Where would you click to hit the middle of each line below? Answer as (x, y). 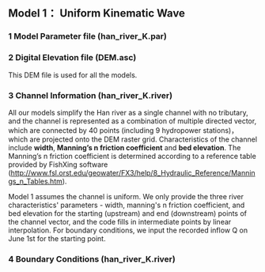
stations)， (221, 130)
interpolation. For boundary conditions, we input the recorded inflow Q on (128, 230)
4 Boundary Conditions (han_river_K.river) (92, 259)
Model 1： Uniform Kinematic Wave (97, 13)
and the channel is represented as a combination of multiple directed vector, (132, 121)
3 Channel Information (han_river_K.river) (90, 95)
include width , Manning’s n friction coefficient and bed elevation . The (125, 147)
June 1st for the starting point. (57, 238)
